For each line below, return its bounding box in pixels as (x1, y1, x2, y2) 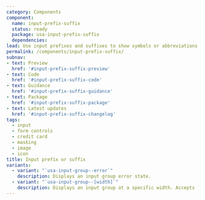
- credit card (12, 134, 48, 140)
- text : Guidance (6, 83, 51, 89)
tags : (6, 116, 20, 123)
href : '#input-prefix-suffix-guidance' (12, 88, 113, 95)
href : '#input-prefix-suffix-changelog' (12, 111, 116, 117)
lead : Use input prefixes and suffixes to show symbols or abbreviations (6, 43, 198, 49)
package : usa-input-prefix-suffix (12, 32, 99, 38)
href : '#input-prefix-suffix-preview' (12, 65, 111, 72)
